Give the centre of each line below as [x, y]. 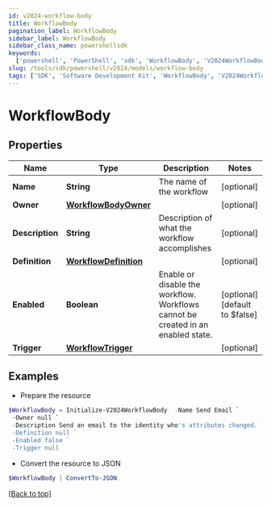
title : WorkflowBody [43, 23]
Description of [186, 218]
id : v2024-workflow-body [50, 16]
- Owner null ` [35, 418]
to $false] [240, 314]
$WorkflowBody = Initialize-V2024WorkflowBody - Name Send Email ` [124, 411]
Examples [33, 377]
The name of [183, 181]
